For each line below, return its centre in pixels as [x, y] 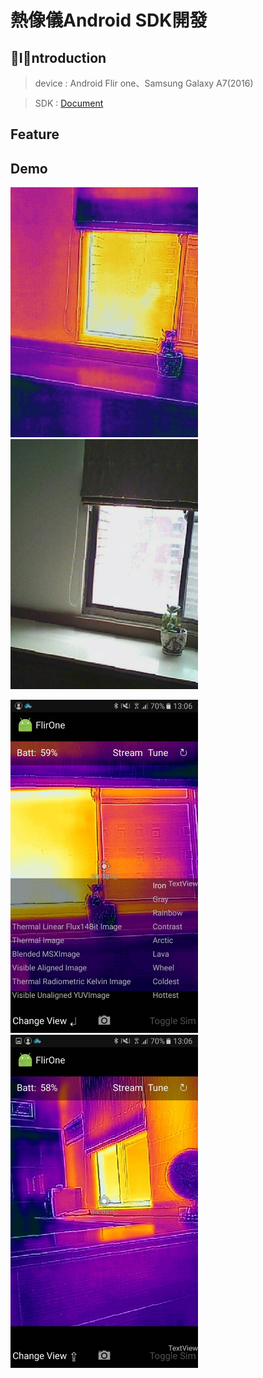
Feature [35, 134]
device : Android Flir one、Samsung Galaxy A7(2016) [144, 83]
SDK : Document [69, 103]
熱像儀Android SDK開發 [109, 20]
